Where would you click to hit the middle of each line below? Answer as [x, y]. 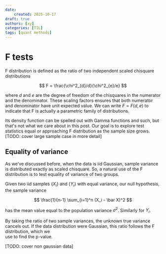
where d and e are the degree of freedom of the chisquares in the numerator [83, 95]
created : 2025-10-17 [35, 14]
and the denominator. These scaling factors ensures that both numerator [79, 100]
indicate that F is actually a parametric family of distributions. [67, 111]
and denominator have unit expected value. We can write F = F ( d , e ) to [77, 106]
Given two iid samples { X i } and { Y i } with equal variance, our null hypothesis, [82, 184]
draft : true [17, 19]
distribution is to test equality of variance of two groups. [62, 174]
